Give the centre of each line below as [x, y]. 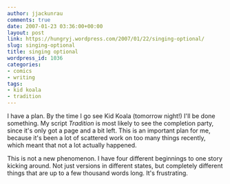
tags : [15, 84]
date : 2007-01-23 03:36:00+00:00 [55, 26]
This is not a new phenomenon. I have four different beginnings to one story [115, 158]
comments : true [29, 20]
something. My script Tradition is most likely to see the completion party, [111, 123]
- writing [21, 77]
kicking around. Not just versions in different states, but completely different [115, 166]
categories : [24, 65]
